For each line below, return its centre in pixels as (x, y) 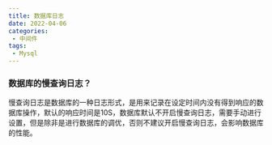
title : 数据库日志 (36, 16)
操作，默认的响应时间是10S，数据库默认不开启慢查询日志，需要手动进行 (142, 113)
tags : (17, 46)
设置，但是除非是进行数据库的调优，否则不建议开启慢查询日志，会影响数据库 (136, 123)
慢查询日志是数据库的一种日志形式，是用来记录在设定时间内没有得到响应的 (132, 103)
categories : (28, 31)
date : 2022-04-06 (38, 23)
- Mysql (25, 53)
